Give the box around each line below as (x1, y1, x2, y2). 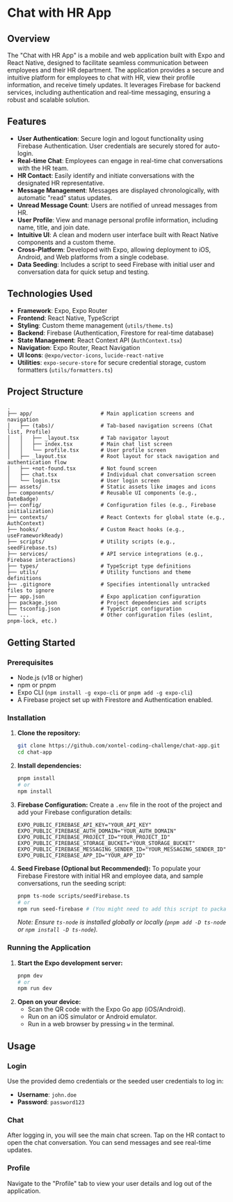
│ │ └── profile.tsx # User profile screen (7, 447, 167, 454)
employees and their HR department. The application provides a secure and (7, 66, 225, 74)
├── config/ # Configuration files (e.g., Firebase (7, 502, 216, 509)
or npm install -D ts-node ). (17, 925, 99, 934)
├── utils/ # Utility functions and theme (7, 569, 191, 576)
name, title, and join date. (17, 223, 90, 231)
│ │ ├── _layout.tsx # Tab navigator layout (7, 434, 170, 442)
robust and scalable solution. (7, 96, 90, 104)
